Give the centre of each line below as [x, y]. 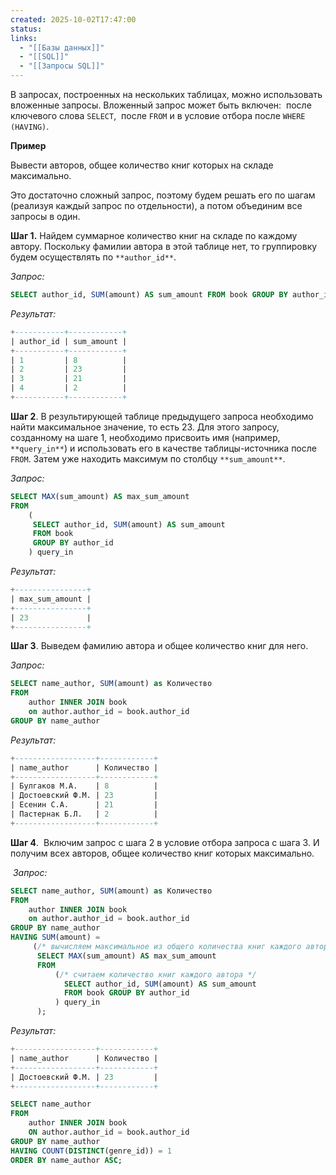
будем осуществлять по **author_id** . [93, 257]
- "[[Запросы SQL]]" [62, 66]
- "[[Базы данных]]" [62, 47]
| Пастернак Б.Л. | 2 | [84, 814]
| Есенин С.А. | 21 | [84, 805]
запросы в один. [45, 216]
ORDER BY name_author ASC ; [66, 1160]
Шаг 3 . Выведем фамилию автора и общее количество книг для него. [159, 646]
